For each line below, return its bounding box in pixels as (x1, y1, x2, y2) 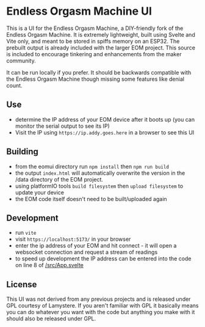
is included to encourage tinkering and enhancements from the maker (6, 50, 182, 57)
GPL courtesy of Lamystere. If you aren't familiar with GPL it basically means (6, 302, 199, 309)
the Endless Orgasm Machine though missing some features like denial (6, 75, 185, 83)
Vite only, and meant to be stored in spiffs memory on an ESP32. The (6, 37, 180, 45)
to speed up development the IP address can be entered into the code (15, 255, 192, 262)
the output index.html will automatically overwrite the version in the (15, 169, 185, 177)
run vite (15, 229, 37, 237)
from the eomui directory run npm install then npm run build (15, 163, 170, 170)
